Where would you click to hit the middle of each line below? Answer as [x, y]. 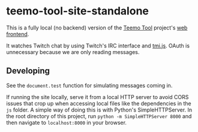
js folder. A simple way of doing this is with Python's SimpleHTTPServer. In [99, 110]
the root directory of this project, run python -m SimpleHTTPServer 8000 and [99, 116]
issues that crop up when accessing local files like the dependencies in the [99, 103]
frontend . [18, 34]
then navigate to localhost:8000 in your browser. [67, 122]
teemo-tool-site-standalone [77, 11]
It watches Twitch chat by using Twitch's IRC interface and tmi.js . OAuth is [98, 46]
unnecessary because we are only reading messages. [73, 52]
